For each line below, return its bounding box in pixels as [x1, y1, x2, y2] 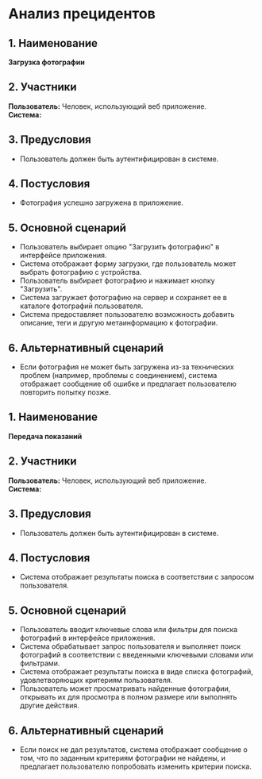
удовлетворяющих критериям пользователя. [19, 676, 173, 685]
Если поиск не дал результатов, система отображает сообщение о [19, 744, 248, 754]
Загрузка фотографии [8, 57, 85, 67]
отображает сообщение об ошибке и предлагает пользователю [19, 379, 237, 389]
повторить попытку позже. [19, 388, 111, 397]
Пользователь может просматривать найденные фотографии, [19, 684, 231, 693]
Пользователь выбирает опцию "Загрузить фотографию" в [19, 242, 220, 252]
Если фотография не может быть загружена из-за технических [19, 362, 234, 372]
